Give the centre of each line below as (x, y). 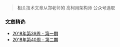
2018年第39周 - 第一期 (35, 34)
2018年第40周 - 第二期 (35, 40)
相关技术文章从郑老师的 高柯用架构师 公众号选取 (66, 8)
